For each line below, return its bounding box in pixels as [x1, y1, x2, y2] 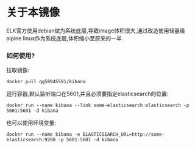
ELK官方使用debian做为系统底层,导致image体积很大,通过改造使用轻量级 [6, 27, 185, 34]
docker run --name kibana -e [6, 131, 80, 138]
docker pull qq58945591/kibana [6, 79, 86, 85]
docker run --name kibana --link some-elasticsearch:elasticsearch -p [6, 102, 190, 109]
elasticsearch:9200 [6, 137, 56, 143]
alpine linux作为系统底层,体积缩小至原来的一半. [6, 34, 124, 42]
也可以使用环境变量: [6, 119, 57, 127]
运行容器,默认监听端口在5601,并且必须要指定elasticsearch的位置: [6, 90, 169, 98]
